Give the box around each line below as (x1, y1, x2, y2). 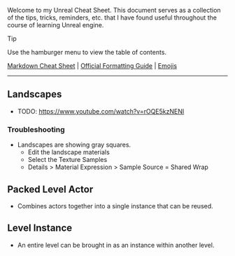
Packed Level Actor (7, 183, 94, 195)
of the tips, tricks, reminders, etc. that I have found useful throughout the (7, 13, 217, 22)
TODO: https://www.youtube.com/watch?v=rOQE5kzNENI (17, 107, 185, 115)
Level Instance (7, 222, 73, 234)
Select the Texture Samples (27, 156, 108, 164)
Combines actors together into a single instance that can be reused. (17, 201, 213, 210)
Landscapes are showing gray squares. (17, 140, 131, 149)
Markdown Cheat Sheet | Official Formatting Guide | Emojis (7, 62, 177, 69)
